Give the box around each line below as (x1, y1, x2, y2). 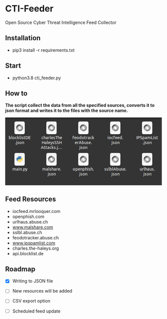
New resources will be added (12, 288, 73, 294)
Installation (5, 34, 41, 42)
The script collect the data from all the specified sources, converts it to (5, 103, 155, 108)
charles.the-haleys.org (12, 245, 59, 251)
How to (5, 89, 28, 98)
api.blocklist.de (12, 250, 44, 256)
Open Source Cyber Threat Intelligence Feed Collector (5, 19, 117, 25)
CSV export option (12, 298, 51, 304)
